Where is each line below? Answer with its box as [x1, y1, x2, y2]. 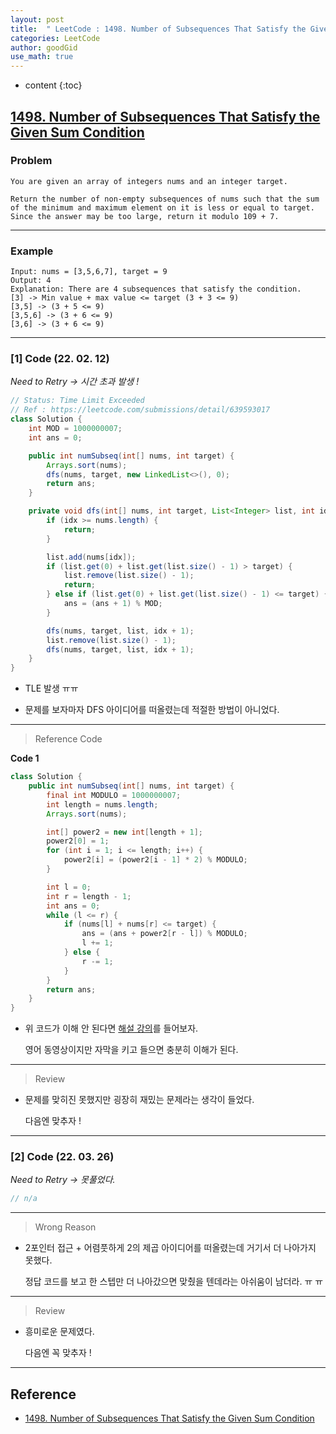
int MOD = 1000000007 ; [28, 424, 123, 434]
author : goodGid [10, 42, 78, 53]
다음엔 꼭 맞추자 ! [24, 1347, 92, 1359]
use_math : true [10, 52, 74, 62]
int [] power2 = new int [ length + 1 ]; [46, 827, 203, 837]
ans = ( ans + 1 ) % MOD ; [63, 599, 163, 609]
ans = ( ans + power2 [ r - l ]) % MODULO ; [81, 929, 248, 939]
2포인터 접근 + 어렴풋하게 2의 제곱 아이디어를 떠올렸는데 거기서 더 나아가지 [24, 1242, 317, 1254]
